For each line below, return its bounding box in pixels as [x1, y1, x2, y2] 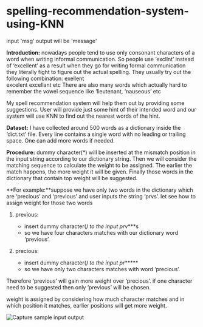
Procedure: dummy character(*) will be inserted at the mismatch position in [6, 149, 196, 156]
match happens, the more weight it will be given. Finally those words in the [6, 168, 193, 175]
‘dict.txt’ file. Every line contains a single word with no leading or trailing [6, 130, 187, 138]
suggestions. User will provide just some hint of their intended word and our [6, 106, 196, 113]
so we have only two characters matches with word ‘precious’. [24, 265, 181, 272]
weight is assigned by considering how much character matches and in [6, 295, 185, 303]
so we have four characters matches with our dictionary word [24, 229, 179, 236]
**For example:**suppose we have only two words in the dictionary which [6, 186, 193, 194]
